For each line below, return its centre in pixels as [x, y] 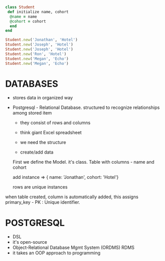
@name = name [23, 16]
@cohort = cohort [28, 21]
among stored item [32, 113]
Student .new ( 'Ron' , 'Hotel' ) [36, 54]
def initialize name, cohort [38, 12]
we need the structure [43, 142]
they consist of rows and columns [55, 123]
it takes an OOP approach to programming [57, 253]
